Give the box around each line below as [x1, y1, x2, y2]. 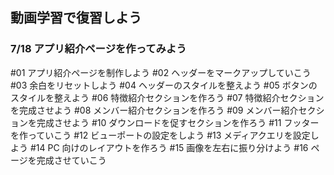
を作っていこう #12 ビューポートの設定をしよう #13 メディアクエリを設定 [10, 129, 311, 141]
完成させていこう [36, 154, 107, 166]
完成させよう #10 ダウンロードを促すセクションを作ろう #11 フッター [36, 116, 320, 128]
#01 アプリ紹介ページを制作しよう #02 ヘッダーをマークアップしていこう [10, 66, 312, 78]
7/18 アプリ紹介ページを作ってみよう [10, 42, 187, 56]
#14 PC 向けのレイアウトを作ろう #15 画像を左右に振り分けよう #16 [29, 141, 309, 153]
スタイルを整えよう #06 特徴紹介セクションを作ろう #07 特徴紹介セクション [10, 91, 325, 103]
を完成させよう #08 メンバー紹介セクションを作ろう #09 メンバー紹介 [10, 104, 299, 116]
